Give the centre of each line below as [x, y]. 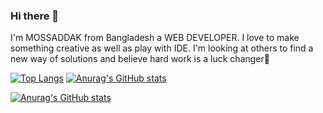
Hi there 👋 [35, 16]
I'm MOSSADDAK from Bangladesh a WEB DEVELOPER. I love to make [155, 38]
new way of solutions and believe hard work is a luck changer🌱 [140, 59]
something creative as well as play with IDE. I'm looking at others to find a [162, 48]
